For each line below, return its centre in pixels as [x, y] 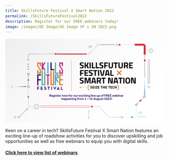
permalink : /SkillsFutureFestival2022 [46, 16]
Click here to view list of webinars [41, 153]
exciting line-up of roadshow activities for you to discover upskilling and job [84, 136]
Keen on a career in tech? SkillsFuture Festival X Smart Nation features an [82, 130]
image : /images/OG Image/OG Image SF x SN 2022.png [61, 27]
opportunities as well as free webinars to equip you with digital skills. [77, 141]
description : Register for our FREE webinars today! [62, 21]
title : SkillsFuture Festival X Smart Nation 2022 [60, 11]
